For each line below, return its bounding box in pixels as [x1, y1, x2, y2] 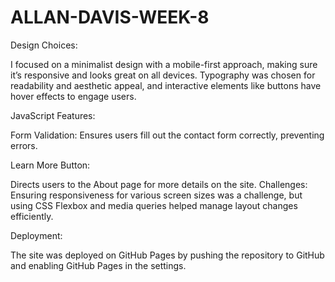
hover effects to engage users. [10, 90, 137, 102]
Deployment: [10, 229, 63, 241]
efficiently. [10, 210, 54, 222]
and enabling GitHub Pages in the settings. [10, 259, 187, 271]
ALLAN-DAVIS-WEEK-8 [10, 6, 210, 29]
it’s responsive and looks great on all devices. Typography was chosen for [10, 69, 316, 81]
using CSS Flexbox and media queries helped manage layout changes [10, 199, 298, 211]
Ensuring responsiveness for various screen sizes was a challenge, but [10, 189, 303, 201]
